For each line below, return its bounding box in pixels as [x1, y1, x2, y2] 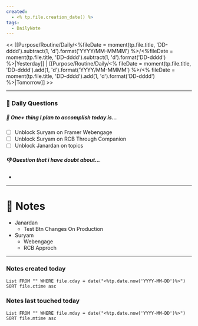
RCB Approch [23, 244, 57, 252]
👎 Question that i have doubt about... [6, 156, 100, 163]
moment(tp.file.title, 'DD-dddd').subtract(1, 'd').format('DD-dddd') [6, 54, 166, 61]
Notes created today [6, 265, 66, 273]
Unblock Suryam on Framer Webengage [14, 129, 113, 136]
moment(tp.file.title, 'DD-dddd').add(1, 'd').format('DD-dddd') [6, 73, 155, 80]
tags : [6, 19, 19, 25]
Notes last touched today [6, 296, 80, 305]
